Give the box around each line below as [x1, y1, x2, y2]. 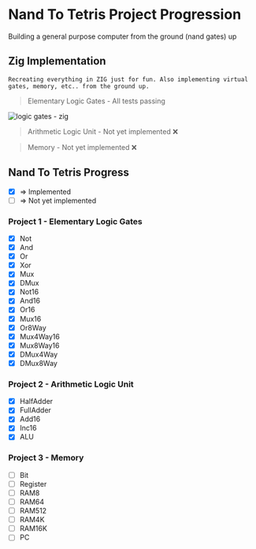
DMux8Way [19, 358, 58, 368]
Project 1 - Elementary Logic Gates [8, 215, 143, 226]
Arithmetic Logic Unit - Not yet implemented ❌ [27, 126, 179, 136]
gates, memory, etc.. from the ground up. [8, 82, 150, 90]
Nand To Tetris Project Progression [8, 6, 242, 24]
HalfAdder [19, 397, 54, 406]
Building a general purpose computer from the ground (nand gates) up [8, 32, 237, 41]
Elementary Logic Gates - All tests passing [27, 96, 165, 106]
